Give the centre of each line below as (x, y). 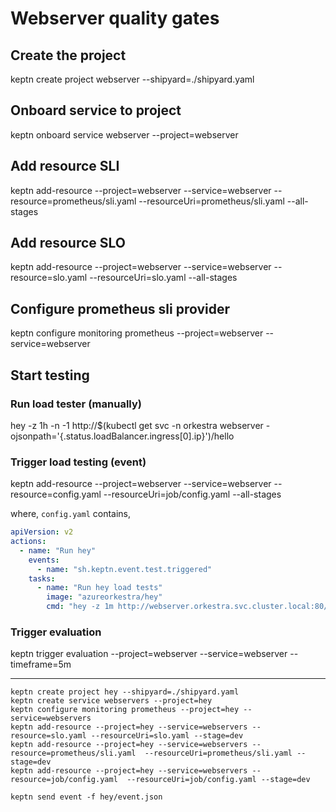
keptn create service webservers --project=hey (111, 701)
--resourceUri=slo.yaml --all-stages (163, 278)
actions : (28, 542)
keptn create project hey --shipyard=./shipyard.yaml (125, 692)
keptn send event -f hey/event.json (86, 797)
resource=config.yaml (56, 494)
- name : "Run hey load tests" (99, 588)
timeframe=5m (41, 664)
